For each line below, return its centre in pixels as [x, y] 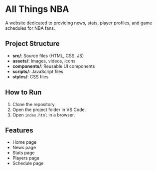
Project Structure [32, 44]
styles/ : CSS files [30, 77]
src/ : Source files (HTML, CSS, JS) [48, 56]
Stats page [23, 153]
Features [19, 130]
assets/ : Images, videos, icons [44, 61]
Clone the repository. [34, 104]
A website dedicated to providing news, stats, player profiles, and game [79, 23]
